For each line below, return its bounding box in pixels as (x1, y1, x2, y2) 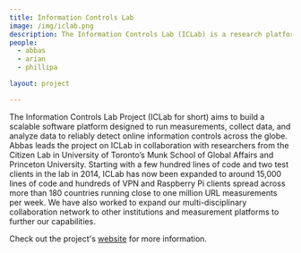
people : (9, 38, 39, 47)
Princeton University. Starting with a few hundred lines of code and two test (9, 158, 289, 170)
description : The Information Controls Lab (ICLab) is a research (9, 30, 262, 38)
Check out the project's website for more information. (9, 233, 208, 244)
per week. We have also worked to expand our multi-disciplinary (9, 197, 247, 207)
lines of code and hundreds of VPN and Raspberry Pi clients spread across (9, 178, 286, 189)
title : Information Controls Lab (9, 13, 134, 22)
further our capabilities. (9, 215, 96, 226)
